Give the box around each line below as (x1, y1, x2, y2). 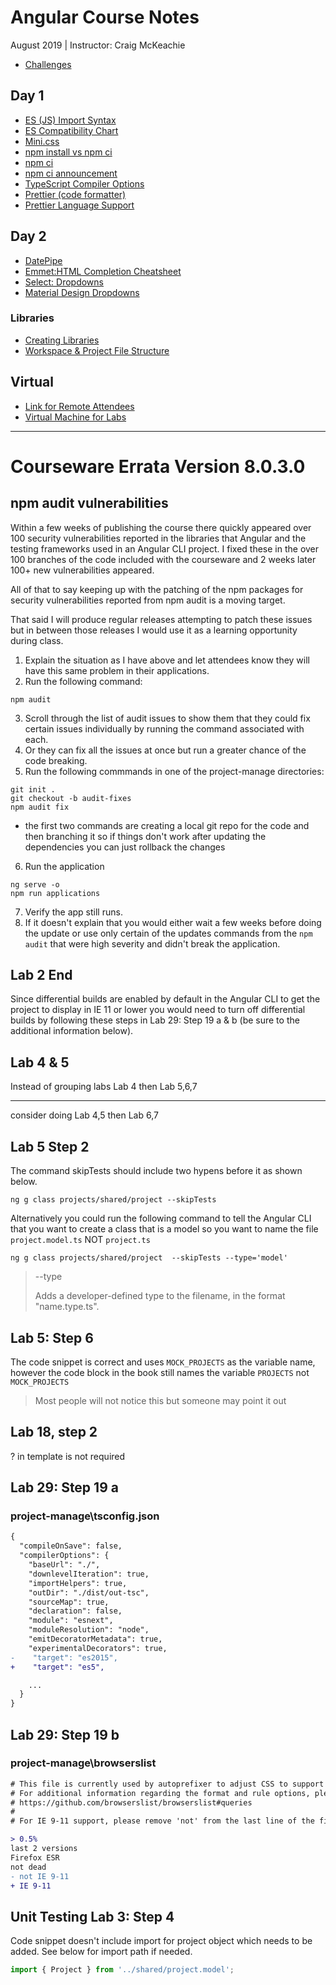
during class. (10, 634, 64, 646)
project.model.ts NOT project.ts (10, 1234, 151, 1246)
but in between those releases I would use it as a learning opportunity (10, 624, 298, 636)
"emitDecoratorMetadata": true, (28, 1634, 163, 1645)
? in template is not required (10, 1450, 126, 1462)
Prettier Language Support (24, 199, 135, 211)
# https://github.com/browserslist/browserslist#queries (10, 1797, 253, 1808)
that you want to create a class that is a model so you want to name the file (10, 1223, 319, 1235)
